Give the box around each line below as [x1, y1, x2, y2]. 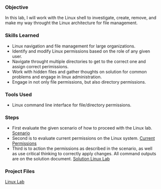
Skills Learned [5, 32, 40, 39]
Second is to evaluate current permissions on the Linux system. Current [12, 135, 155, 141]
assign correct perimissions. [12, 63, 69, 69]
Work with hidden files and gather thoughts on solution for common [12, 69, 147, 74]
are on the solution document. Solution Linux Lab [12, 156, 110, 162]
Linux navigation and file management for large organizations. [12, 43, 135, 49]
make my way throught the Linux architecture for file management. [5, 20, 138, 26]
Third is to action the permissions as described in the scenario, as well [12, 145, 153, 151]
